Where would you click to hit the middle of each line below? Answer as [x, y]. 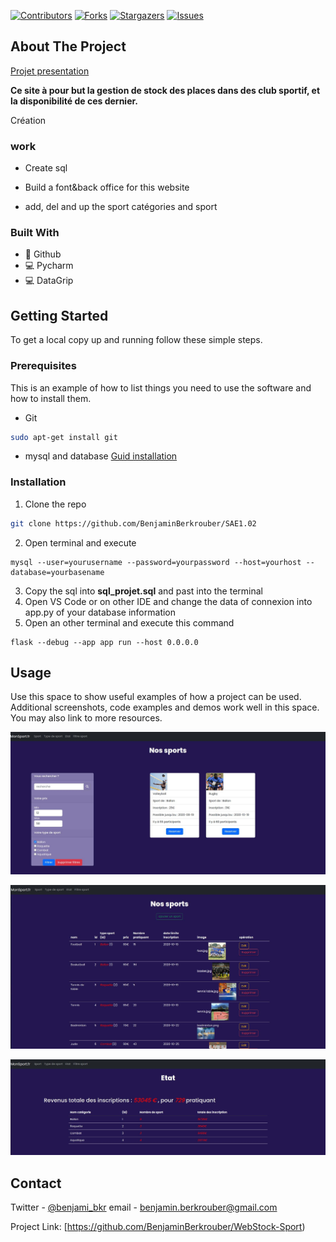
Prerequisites [43, 366]
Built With [35, 233]
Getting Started [59, 315]
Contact [36, 1183]
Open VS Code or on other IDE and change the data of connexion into [168, 601]
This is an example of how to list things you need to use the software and [161, 387]
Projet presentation [50, 71]
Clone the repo [55, 504]
